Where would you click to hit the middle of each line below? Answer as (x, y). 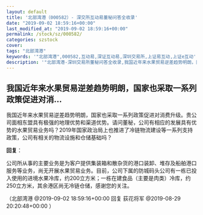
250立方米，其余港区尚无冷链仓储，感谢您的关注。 (69, 186)
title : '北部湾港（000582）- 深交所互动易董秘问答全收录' (72, 17)
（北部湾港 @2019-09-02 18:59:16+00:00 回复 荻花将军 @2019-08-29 (94, 199)
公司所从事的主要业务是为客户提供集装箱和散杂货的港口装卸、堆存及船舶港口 (101, 163)
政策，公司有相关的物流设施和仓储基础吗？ (59, 138)
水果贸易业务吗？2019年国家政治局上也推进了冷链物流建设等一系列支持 (105, 130)
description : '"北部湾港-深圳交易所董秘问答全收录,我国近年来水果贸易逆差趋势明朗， (101, 62)
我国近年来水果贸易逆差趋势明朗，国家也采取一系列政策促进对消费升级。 (96, 115)
